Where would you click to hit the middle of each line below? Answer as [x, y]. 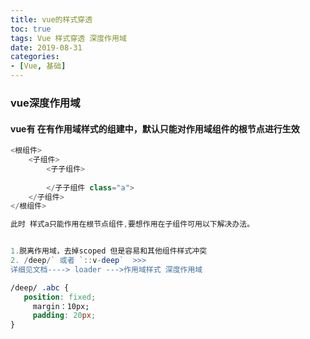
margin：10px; [61, 306]
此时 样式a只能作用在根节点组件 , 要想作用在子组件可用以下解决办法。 [132, 224]
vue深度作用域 [45, 103]
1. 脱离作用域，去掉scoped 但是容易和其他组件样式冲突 [109, 251]
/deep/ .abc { [40, 287]
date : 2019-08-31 [46, 47]
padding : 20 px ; [64, 316]
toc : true [31, 29]
